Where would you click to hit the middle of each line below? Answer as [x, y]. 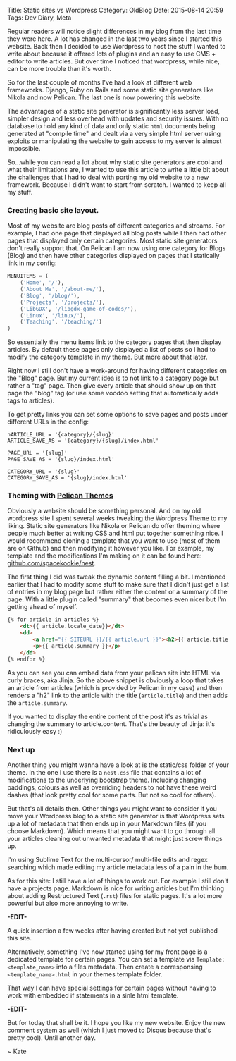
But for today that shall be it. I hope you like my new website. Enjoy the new [117, 1022]
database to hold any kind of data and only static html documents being [111, 126]
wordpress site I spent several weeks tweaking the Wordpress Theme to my [117, 518]
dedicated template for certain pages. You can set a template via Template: [116, 959]
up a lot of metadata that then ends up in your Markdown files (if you [107, 823]
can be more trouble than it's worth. [59, 69]
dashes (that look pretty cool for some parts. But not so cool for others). [112, 795]
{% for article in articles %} [53, 620]
